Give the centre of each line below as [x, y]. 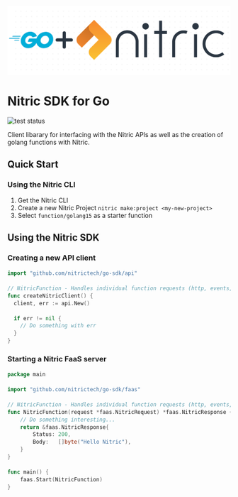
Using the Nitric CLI [41, 185]
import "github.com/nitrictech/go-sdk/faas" [74, 390]
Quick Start [33, 164]
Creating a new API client [52, 258]
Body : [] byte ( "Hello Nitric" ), [82, 442]
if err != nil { [38, 318]
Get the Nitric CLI [43, 200]
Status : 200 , [52, 435]
